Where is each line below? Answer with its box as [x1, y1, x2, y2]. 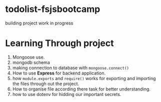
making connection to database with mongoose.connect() [12, 64, 129, 70]
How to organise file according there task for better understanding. [12, 86, 151, 92]
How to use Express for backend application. [12, 70, 106, 76]
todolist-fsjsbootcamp [5, 3, 100, 15]
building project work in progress [5, 20, 73, 26]
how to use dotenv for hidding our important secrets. [12, 91, 121, 97]
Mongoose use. [12, 54, 45, 60]
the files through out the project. [12, 80, 79, 86]
